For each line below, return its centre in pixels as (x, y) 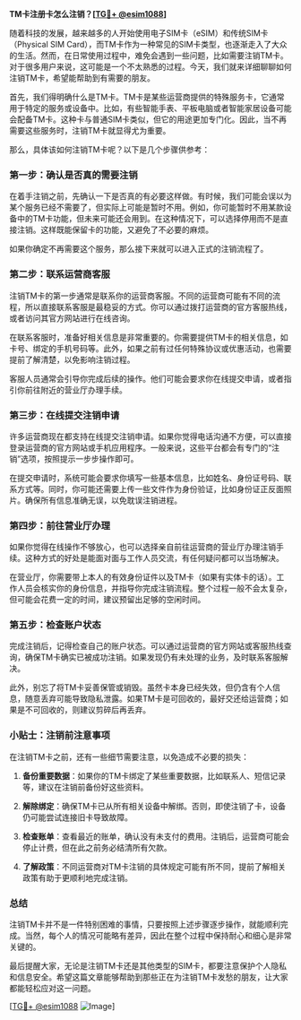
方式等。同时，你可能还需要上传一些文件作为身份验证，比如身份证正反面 (150, 488)
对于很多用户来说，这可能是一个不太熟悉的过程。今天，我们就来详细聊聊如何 (150, 67)
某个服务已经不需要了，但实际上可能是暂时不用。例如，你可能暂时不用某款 (146, 207)
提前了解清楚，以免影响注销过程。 (72, 359)
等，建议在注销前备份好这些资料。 (85, 787)
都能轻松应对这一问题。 (52, 989)
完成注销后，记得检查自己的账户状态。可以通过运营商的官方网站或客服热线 (146, 646)
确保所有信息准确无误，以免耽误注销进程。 (103, 500)
